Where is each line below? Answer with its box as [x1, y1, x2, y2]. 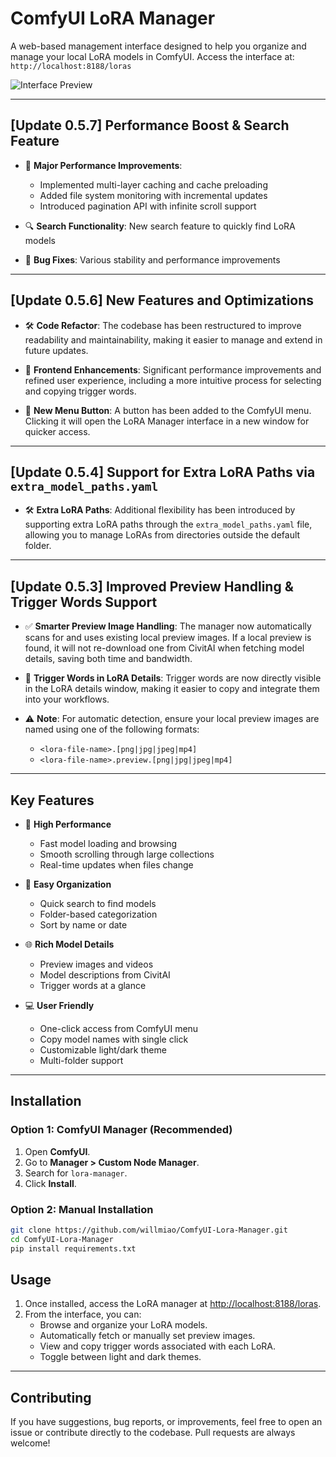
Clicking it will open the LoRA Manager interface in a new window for [24, 415, 310, 427]
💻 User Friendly [24, 1000, 95, 1011]
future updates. [24, 344, 89, 356]
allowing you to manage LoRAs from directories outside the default [24, 529, 301, 541]
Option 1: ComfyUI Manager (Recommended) [10, 1123, 233, 1137]
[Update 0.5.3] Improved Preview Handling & [10, 578, 294, 595]
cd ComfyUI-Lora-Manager [10, 1234, 114, 1244]
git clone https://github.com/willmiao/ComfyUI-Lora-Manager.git [10, 1225, 288, 1235]
